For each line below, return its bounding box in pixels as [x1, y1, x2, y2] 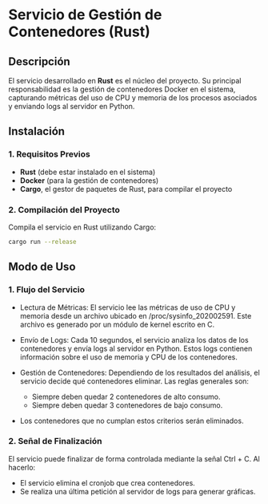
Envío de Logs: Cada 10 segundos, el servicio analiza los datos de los [19, 335, 250, 344]
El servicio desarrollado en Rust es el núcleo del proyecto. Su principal [8, 76, 242, 85]
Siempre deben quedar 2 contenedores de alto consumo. [31, 392, 222, 401]
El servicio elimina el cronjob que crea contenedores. [19, 478, 196, 487]
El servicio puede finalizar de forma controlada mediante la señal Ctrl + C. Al [8, 453, 260, 463]
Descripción [8, 55, 70, 68]
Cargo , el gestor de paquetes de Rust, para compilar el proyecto [19, 184, 233, 193]
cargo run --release [8, 238, 78, 246]
